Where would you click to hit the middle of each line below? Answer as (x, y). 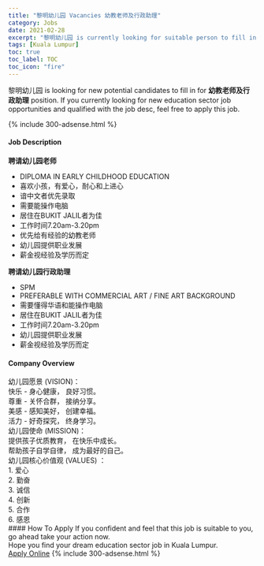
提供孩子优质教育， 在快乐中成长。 (64, 441)
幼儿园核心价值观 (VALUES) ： (57, 460)
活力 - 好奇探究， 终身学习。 (54, 421)
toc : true (24, 52)
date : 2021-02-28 (37, 30)
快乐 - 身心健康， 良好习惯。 (54, 392)
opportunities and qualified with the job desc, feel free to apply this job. (124, 109)
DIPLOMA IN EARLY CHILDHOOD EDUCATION (94, 176)
